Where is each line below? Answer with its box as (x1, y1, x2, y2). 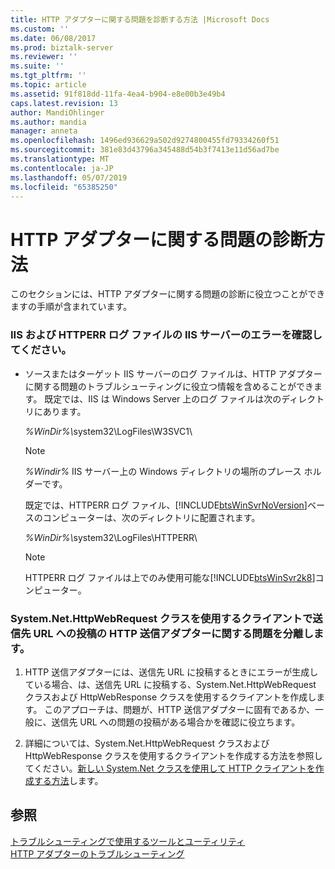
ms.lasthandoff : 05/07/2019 (10, 172, 128, 183)
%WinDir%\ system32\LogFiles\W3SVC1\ (24, 425, 193, 437)
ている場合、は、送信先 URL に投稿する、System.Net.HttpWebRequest (24, 678, 317, 690)
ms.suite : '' (10, 61, 65, 71)
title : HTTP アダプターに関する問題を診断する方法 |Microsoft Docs (10, 14, 270, 25)
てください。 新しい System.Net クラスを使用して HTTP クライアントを (24, 762, 316, 774)
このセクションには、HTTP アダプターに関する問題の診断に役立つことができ (10, 288, 326, 300)
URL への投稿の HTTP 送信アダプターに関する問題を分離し (33, 626, 314, 640)
